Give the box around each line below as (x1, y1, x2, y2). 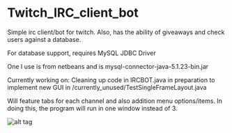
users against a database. (7, 35, 82, 43)
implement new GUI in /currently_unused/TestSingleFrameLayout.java (7, 83, 207, 91)
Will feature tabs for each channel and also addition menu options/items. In (7, 96, 223, 105)
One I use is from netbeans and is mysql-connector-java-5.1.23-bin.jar (7, 62, 209, 70)
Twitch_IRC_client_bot (7, 5, 139, 21)
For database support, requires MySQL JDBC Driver (7, 49, 157, 57)
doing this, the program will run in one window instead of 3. (7, 104, 178, 112)
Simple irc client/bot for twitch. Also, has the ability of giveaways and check (7, 28, 225, 36)
